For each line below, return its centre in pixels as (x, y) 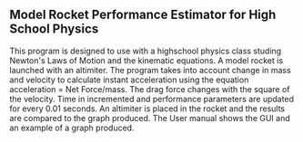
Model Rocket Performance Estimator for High (143, 15)
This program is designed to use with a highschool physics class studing (146, 51)
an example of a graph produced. (72, 128)
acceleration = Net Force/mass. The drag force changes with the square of (150, 89)
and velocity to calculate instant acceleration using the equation (129, 80)
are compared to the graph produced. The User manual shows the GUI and (150, 118)
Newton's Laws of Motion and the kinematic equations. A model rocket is (146, 60)
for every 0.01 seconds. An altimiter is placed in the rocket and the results (147, 109)
